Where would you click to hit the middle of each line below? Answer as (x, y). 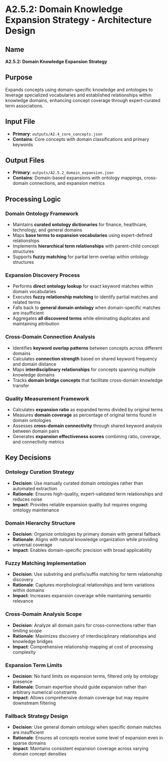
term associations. (24, 106)
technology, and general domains (47, 230)
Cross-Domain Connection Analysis (50, 337)
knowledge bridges (33, 641)
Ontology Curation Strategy (40, 472)
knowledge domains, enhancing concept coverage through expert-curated (83, 100)
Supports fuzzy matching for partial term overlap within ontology (80, 257)
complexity (24, 652)
